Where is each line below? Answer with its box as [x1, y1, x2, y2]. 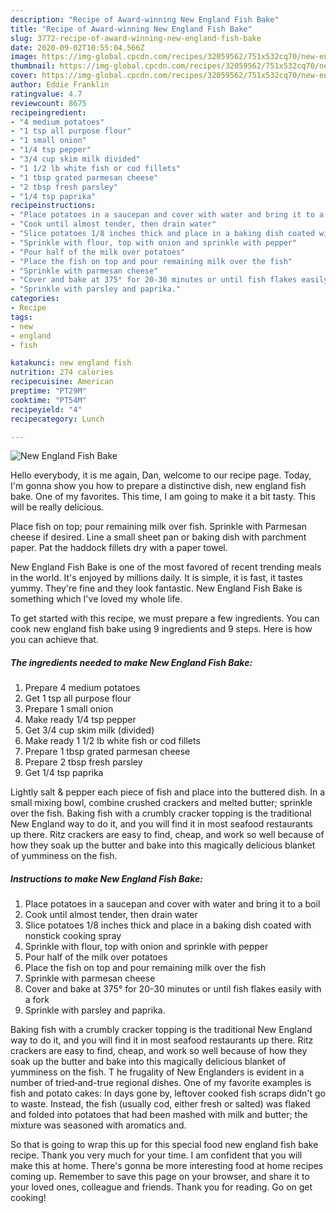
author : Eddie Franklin [10, 80, 110, 90]
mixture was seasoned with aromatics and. [10, 1119, 187, 1131]
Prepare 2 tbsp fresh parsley [24, 756, 143, 768]
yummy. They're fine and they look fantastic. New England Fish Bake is [10, 582, 303, 595]
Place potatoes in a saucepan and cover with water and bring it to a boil [24, 898, 321, 910]
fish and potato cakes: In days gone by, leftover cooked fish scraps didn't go [10, 1087, 326, 1100]
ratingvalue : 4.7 [10, 89, 83, 99]
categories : [10, 294, 60, 304]
